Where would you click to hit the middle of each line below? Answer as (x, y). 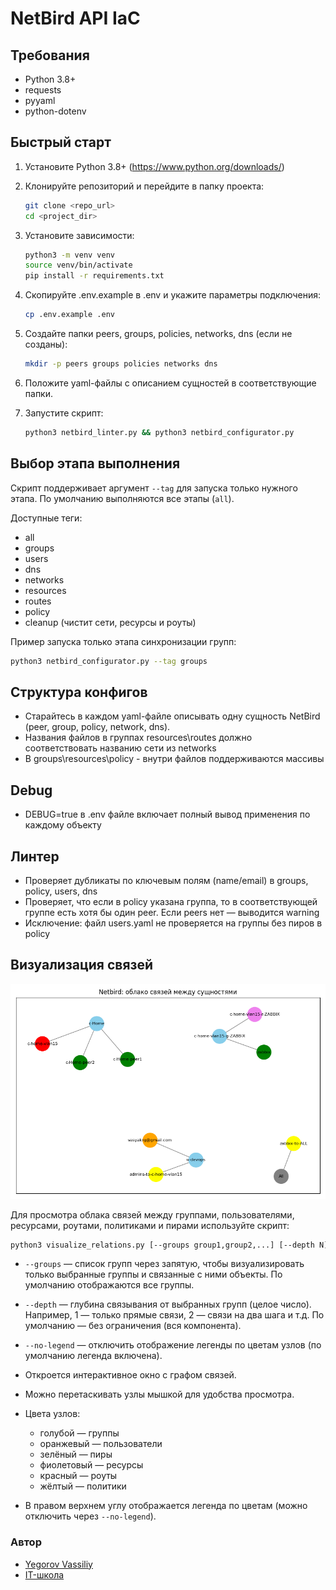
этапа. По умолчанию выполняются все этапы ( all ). (122, 498)
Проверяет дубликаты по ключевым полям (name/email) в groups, (166, 880)
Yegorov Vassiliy (58, 1564)
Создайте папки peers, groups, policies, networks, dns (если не (158, 334)
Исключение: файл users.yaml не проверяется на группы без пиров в (173, 923)
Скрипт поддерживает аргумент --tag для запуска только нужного (154, 488)
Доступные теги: (46, 518)
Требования (50, 55)
